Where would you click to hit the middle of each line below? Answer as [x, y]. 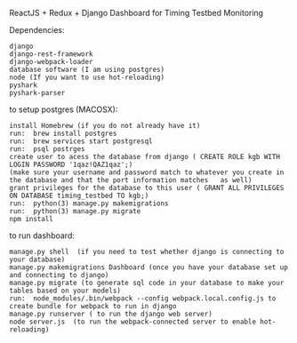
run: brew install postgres [63, 133]
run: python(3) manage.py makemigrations [89, 203]
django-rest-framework [51, 54]
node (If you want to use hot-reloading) [87, 77]
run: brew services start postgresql [81, 141]
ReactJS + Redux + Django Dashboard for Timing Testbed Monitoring [136, 13]
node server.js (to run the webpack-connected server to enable [132, 322]
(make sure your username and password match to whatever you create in [147, 172]
